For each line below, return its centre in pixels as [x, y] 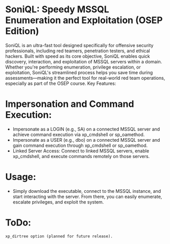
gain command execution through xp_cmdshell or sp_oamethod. [80, 145]
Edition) [22, 31]
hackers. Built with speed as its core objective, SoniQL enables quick [78, 56]
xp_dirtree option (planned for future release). [59, 236]
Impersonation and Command [70, 104]
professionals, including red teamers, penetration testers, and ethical [78, 51]
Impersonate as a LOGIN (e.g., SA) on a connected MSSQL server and [86, 129]
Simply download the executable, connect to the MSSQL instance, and [87, 191]
